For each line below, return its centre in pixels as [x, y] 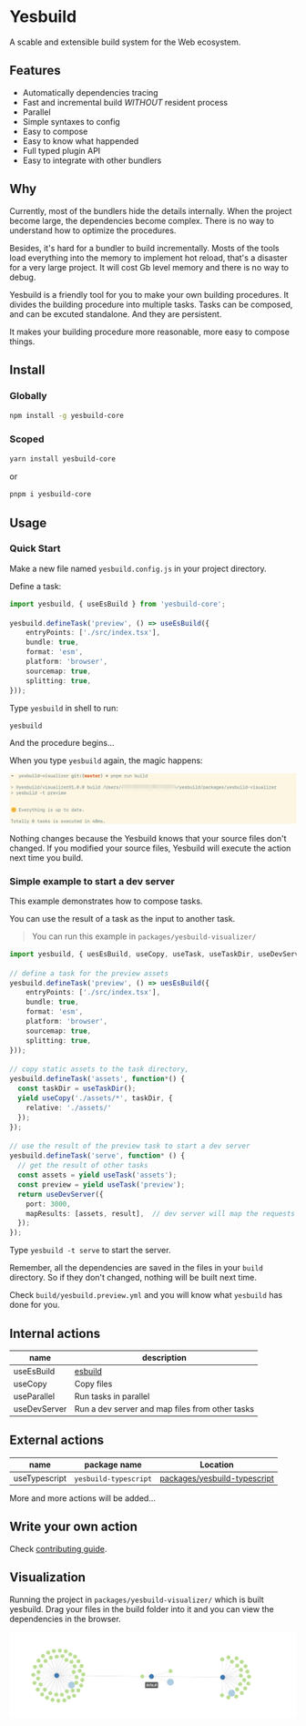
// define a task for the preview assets [89, 973]
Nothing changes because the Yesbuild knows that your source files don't [148, 838]
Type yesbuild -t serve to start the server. [90, 1251]
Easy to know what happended [81, 141]
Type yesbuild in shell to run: [64, 708]
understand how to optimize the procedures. [93, 230]
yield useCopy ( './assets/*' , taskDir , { [95, 1098]
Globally [28, 395]
